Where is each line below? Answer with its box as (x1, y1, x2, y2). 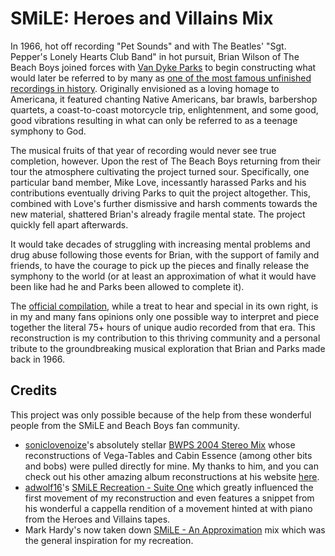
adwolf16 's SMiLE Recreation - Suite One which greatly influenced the (24, 481, 314, 493)
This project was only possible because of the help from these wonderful (10, 408, 312, 421)
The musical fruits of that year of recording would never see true (10, 144, 277, 156)
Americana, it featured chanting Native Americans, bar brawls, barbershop (10, 93, 318, 105)
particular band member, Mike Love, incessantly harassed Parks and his (10, 176, 307, 188)
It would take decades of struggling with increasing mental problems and (10, 238, 311, 250)
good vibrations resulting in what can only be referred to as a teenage (10, 114, 298, 126)
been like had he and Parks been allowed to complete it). (10, 280, 245, 292)
